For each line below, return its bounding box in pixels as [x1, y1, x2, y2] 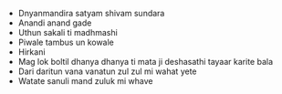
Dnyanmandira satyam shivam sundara [17, 8, 165, 18]
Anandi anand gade [17, 17, 92, 28]
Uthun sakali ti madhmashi [17, 27, 119, 37]
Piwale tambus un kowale [17, 37, 114, 47]
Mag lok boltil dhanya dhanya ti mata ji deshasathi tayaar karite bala [17, 57, 274, 67]
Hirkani [17, 47, 46, 57]
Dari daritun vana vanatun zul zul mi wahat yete [17, 66, 197, 77]
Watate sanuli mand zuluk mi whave [17, 76, 153, 86]
